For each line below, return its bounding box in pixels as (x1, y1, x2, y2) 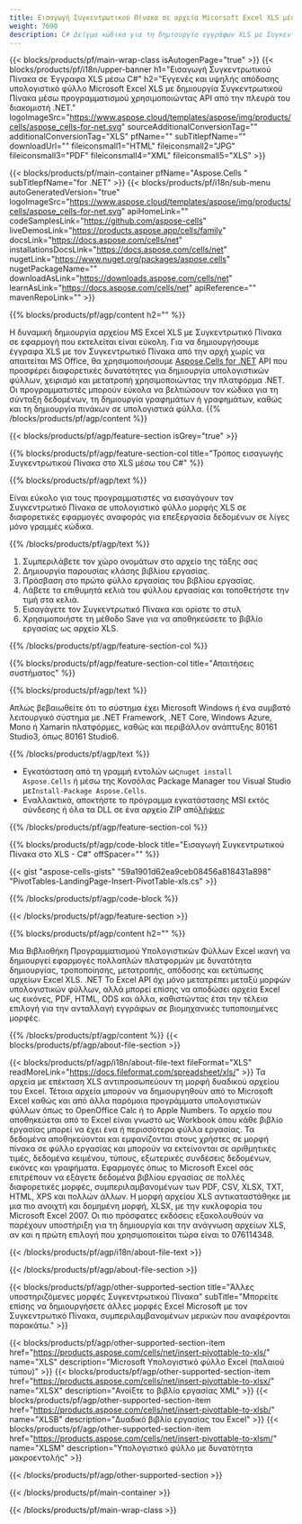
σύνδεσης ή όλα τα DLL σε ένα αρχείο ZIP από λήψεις (22, 804, 226, 815)
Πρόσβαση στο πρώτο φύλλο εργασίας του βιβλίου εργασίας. (22, 576, 255, 586)
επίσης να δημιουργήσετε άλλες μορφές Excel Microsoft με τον (9, 1301, 248, 1311)
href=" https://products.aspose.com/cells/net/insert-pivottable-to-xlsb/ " (9, 1404, 276, 1415)
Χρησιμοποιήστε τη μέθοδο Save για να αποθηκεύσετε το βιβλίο (22, 613, 263, 624)
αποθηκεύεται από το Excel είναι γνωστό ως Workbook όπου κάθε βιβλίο (9, 1114, 283, 1126)
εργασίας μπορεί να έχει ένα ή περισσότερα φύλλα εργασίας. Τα (9, 1124, 254, 1135)
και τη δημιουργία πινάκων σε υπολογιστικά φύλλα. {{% (9, 404, 221, 414)
